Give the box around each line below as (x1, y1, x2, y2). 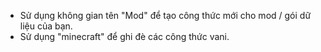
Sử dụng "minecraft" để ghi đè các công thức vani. (19, 31, 230, 42)
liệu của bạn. (19, 20, 73, 32)
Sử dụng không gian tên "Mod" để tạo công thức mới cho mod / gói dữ (19, 10, 312, 21)
